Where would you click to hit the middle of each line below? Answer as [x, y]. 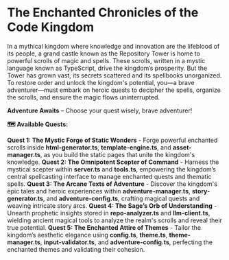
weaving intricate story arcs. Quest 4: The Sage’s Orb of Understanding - [112, 205]
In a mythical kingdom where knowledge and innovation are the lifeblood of [113, 46]
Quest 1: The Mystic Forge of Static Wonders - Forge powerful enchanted [112, 140]
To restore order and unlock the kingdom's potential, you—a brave [101, 82]
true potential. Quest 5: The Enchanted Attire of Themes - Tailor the [104, 227]
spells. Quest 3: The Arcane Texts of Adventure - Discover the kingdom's [112, 184]
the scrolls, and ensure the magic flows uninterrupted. [83, 97]
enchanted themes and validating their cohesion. [76, 249]
